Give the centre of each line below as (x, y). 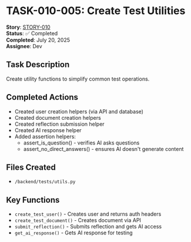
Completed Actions (42, 97)
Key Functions (33, 200)
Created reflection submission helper (59, 124)
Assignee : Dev (24, 46)
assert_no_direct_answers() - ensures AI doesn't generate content (103, 149)
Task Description (38, 65)
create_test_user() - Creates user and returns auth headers (88, 214)
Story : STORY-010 (29, 27)
